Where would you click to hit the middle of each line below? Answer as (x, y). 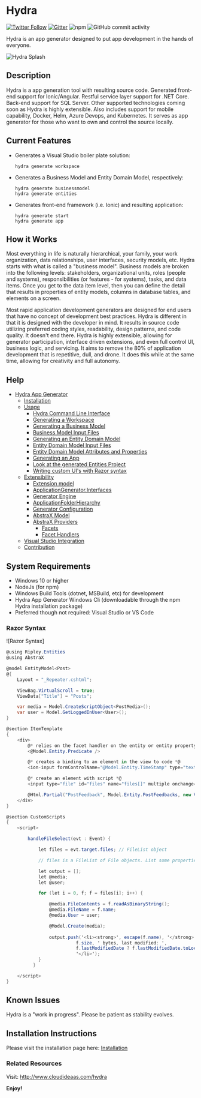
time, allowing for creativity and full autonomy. (63, 361)
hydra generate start (42, 216)
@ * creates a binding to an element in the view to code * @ (104, 762)
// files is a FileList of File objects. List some (104, 860)
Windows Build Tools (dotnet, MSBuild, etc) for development (89, 593)
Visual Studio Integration (54, 541)
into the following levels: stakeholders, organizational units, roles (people (96, 273)
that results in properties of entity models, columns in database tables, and (98, 292)
